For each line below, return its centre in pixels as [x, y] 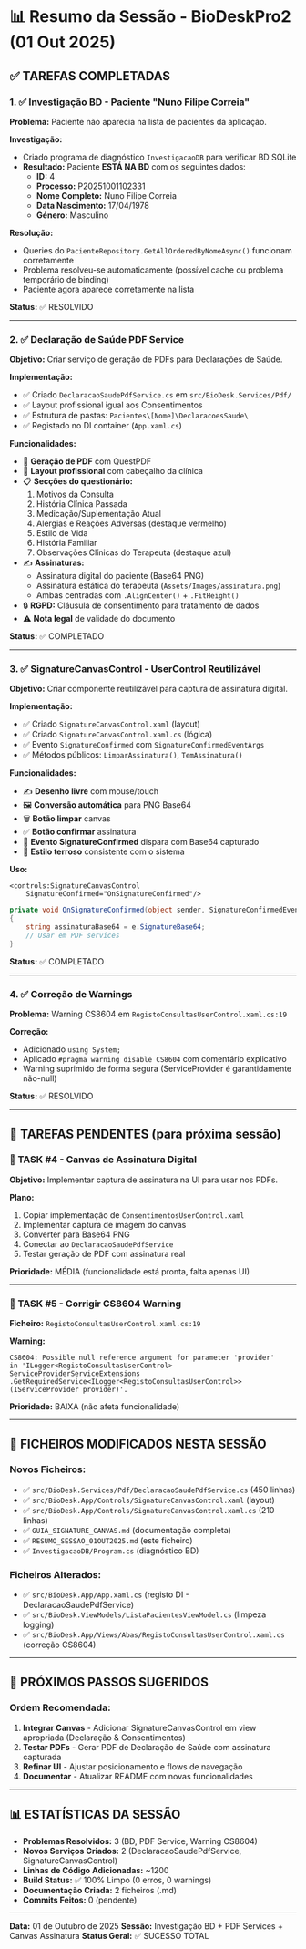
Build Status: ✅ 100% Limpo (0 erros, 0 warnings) [117, 1880]
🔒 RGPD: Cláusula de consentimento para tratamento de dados [141, 605]
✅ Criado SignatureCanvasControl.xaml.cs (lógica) [117, 735]
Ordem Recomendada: [60, 1707]
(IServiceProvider [44, 1390]
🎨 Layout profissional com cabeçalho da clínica [112, 471]
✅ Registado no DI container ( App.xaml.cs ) [102, 426]
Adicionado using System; [71, 1049]
